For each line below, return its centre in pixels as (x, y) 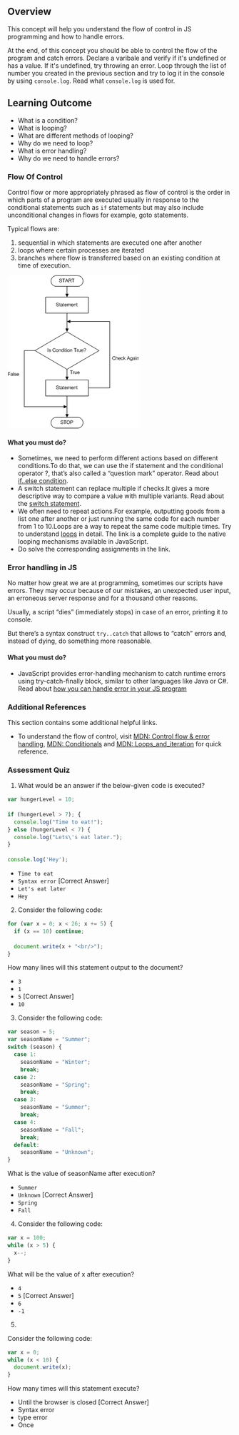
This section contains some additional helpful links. (83, 722)
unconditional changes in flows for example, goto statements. (98, 215)
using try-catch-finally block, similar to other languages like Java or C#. (123, 681)
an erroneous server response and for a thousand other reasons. (103, 598)
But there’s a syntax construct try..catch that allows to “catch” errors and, (117, 634)
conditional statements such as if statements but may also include (106, 207)
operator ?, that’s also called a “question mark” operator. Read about (118, 473)
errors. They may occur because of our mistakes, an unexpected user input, (119, 591)
